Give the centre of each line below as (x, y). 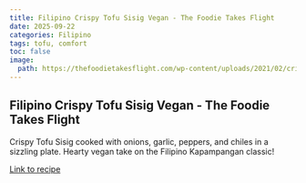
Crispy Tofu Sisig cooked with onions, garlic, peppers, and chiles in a (139, 141)
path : (28, 69)
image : (22, 60)
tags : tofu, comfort (49, 43)
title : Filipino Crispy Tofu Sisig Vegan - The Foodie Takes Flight (142, 18)
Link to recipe (35, 168)
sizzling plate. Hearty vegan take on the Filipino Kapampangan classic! (142, 151)
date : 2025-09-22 (42, 26)
